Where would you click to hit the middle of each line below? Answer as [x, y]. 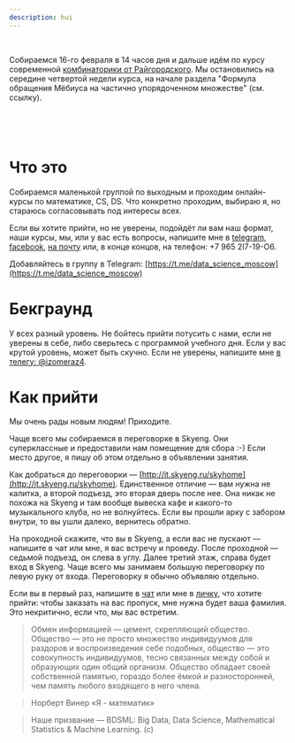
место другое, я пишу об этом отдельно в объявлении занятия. [129, 457]
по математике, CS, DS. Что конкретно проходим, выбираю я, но [158, 201]
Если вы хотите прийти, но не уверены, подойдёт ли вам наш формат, [141, 227]
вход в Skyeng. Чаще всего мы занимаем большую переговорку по [137, 567]
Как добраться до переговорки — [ [76, 475]
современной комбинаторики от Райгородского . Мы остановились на [142, 69]
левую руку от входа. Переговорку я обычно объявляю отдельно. [134, 577]
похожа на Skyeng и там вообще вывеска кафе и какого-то [121, 503]
